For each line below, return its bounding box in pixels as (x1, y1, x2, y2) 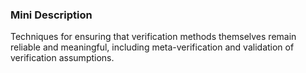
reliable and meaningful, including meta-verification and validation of (10, 41, 295, 53)
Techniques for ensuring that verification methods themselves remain (10, 31, 297, 43)
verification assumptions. (10, 52, 115, 64)
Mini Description (10, 8, 93, 22)
